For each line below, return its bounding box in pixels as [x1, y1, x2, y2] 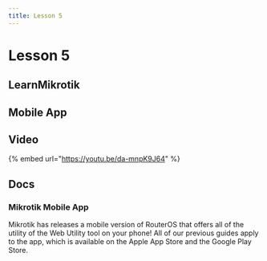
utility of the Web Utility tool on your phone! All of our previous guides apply [8, 228, 259, 238]
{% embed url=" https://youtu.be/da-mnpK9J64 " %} [8, 154, 180, 164]
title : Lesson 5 [8, 11, 63, 20]
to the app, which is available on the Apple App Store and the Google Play [8, 237, 253, 247]
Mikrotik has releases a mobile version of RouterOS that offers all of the [8, 220, 245, 230]
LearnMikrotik [8, 78, 80, 92]
